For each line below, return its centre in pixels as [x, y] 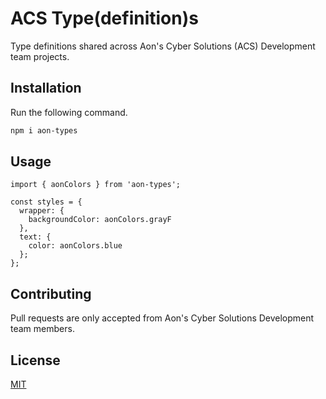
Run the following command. [69, 112]
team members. [42, 329]
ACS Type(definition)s [104, 18]
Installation [46, 88]
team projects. [40, 56]
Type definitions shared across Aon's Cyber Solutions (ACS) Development [163, 46]
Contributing [51, 293]
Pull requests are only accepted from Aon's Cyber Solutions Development [162, 318]
